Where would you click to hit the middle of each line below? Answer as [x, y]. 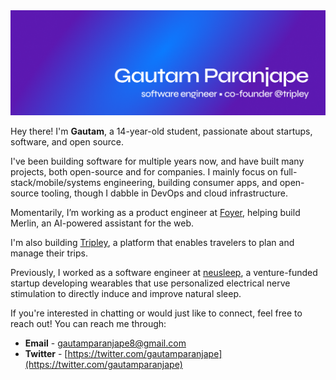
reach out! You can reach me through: [88, 323]
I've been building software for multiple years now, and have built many [157, 161]
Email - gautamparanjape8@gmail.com [105, 343]
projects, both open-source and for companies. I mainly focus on [144, 171]
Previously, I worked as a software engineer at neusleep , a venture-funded [164, 272]
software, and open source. [67, 141]
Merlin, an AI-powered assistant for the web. [102, 223]
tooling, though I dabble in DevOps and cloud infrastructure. [165, 193]
